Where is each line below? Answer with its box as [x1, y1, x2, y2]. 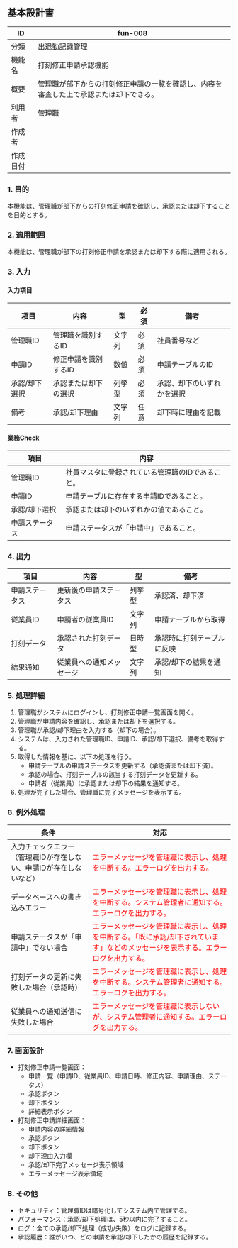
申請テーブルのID [157, 359, 214, 369]
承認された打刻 [57, 634, 108, 644]
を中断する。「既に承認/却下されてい [92, 932, 212, 941]
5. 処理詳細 [7, 690, 45, 700]
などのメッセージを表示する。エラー [106, 942, 227, 952]
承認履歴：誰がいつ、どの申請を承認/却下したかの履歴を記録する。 [17, 1233, 212, 1242]
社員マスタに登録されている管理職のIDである [65, 467, 215, 477]
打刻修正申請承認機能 [38, 60, 109, 70]
